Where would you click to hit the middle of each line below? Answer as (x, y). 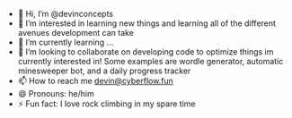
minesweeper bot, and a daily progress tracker (104, 71)
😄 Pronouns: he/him (56, 93)
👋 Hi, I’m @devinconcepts (66, 14)
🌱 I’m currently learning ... (66, 42)
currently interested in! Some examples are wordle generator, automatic (150, 61)
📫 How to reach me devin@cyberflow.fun (95, 81)
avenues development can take (76, 33)
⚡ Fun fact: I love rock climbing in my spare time (106, 104)
